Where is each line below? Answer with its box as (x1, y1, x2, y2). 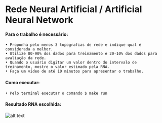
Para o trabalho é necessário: (5, 31, 68, 37)
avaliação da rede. (5, 55, 47, 61)
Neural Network (5, 14, 73, 26)
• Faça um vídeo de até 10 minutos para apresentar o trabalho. (5, 69, 144, 74)
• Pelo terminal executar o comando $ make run (5, 91, 108, 96)
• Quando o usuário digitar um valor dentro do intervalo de (5, 60, 137, 65)
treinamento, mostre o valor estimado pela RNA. (5, 65, 110, 70)
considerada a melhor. (5, 47, 53, 52)
